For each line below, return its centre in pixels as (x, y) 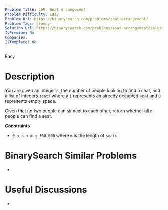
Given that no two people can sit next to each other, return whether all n (79, 111)
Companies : (16, 38)
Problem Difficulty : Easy (32, 14)
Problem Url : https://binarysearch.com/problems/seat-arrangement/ (77, 19)
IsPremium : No (20, 33)
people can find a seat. (29, 116)
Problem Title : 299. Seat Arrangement (45, 10)
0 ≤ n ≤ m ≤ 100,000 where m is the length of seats (65, 135)
